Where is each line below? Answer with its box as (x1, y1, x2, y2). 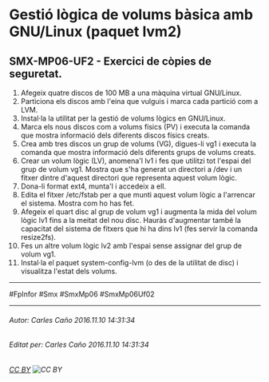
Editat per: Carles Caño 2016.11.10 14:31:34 (9, 340, 149, 349)
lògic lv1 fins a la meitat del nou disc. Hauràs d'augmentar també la (20, 216, 242, 225)
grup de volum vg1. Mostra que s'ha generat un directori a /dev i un (20, 165, 243, 173)
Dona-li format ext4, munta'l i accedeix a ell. (20, 181, 167, 191)
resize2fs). (20, 233, 57, 241)
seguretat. (9, 66, 62, 81)
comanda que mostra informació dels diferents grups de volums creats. (20, 148, 256, 157)
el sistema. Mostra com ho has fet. (20, 198, 135, 208)
